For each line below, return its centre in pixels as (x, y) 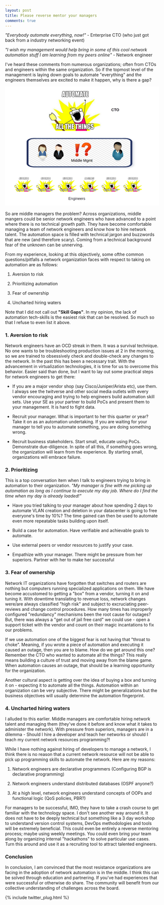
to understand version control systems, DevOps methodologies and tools (79, 823)
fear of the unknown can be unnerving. (44, 245)
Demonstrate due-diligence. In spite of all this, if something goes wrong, (85, 447)
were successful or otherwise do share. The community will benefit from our (82, 883)
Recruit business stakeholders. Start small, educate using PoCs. (76, 441)
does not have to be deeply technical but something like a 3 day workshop (80, 818)
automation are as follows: (31, 264)
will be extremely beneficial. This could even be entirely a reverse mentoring (82, 828)
